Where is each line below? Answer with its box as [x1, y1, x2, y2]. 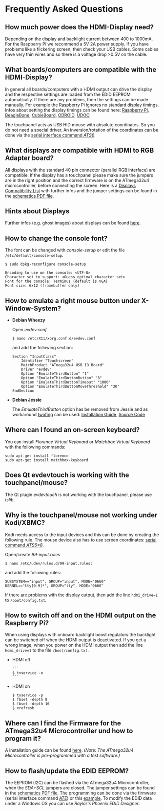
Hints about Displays [5, 207, 70, 216]
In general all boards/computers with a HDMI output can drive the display [5, 86, 152, 92]
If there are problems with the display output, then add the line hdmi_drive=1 [5, 592, 158, 598]
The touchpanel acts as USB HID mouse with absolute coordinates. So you [5, 121, 155, 128]
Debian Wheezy [12, 317, 45, 323]
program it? [5, 734, 41, 743]
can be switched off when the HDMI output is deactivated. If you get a [5, 637, 146, 643]
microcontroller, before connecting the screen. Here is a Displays [5, 182, 136, 188]
